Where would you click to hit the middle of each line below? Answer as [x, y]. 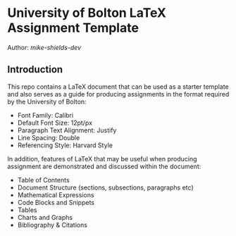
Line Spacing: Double [49, 137]
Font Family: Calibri [45, 115]
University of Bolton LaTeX [87, 13]
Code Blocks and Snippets [56, 202]
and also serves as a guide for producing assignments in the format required [118, 94]
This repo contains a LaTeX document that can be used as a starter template [118, 87]
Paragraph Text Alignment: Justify [67, 130]
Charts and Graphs [45, 217]
